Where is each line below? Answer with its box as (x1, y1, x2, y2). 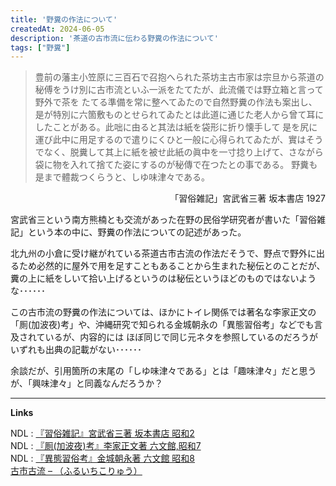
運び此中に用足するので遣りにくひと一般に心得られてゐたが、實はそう (34, 134, 324, 146)
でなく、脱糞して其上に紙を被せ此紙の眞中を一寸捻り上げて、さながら (34, 146, 324, 158)
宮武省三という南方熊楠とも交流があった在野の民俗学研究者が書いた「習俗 (10, 214, 317, 226)
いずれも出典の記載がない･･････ (10, 344, 142, 356)
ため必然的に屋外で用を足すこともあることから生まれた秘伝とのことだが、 (18, 260, 326, 272)
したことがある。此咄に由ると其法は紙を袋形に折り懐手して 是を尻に (34, 121, 318, 133)
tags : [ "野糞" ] (10, 42, 71, 53)
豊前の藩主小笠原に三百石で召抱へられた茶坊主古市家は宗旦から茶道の (34, 71, 325, 83)
